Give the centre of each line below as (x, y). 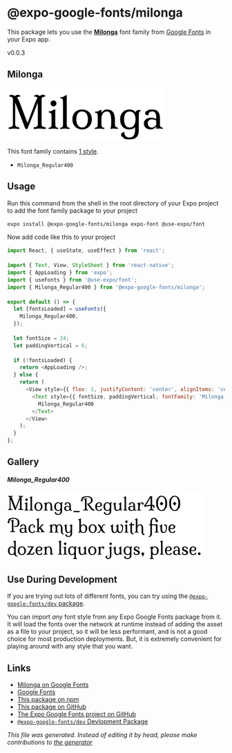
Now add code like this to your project (61, 237)
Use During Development (62, 579)
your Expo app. (29, 39)
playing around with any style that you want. (70, 646)
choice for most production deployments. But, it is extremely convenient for (115, 639)
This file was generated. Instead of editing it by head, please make (103, 735)
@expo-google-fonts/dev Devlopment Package (83, 722)
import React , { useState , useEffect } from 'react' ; (86, 251)
